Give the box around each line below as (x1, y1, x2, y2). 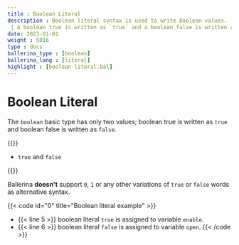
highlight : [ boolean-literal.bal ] (7, 63, 113, 70)
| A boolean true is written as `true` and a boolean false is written (10, 23, 228, 31)
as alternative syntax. (7, 187, 70, 196)
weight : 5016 (7, 37, 50, 44)
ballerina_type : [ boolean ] (7, 50, 91, 58)
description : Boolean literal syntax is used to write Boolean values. (7, 17, 228, 24)
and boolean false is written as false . (7, 125, 117, 134)
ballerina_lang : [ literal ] (7, 57, 91, 64)
